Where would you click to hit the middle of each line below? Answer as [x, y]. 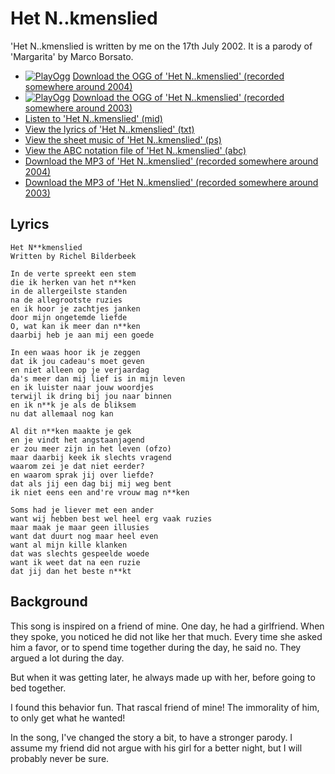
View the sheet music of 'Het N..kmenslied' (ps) [123, 139]
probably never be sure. [60, 758]
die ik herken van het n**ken [73, 282]
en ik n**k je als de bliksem [73, 405]
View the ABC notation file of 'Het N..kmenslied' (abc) [135, 150]
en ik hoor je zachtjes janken [75, 308]
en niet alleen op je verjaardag [80, 370]
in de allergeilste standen [69, 291]
